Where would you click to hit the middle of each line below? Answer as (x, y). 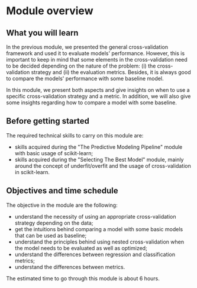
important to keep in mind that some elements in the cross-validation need (97, 60)
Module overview (50, 11)
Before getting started (48, 121)
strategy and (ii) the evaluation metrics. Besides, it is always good (111, 72)
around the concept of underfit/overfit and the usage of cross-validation (103, 166)
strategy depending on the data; (54, 223)
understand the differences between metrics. (70, 267)
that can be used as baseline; (51, 235)
